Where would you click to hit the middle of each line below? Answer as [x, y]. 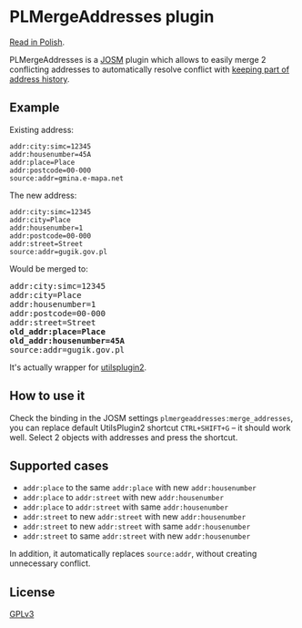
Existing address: [42, 129]
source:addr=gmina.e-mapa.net [67, 178]
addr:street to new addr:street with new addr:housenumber [134, 517]
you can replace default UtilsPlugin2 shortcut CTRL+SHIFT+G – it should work [150, 427]
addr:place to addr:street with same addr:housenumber [126, 507]
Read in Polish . [37, 42]
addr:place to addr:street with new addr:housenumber [123, 498]
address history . [40, 78]
